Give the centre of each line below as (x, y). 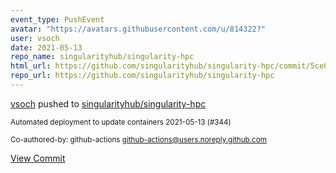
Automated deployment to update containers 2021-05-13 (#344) (121, 122)
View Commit (38, 158)
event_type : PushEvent (57, 19)
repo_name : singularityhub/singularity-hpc (102, 57)
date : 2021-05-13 (46, 47)
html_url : (31, 66)
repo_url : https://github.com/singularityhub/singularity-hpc (142, 76)
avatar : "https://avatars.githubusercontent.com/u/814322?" (138, 29)
